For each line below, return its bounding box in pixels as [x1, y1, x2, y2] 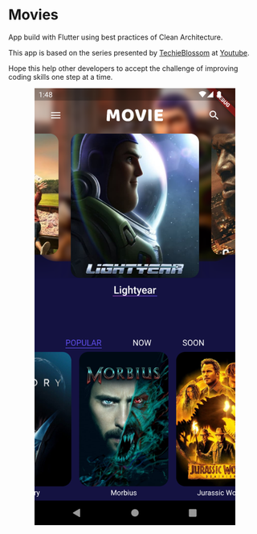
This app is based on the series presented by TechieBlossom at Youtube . [8, 48, 250, 57]
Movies [8, 6, 59, 24]
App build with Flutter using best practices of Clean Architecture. [8, 32, 223, 42]
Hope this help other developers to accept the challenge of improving [8, 63, 239, 73]
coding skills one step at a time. [8, 72, 113, 81]
